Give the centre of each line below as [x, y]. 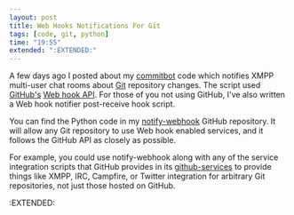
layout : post [33, 17]
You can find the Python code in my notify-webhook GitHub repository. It [143, 122]
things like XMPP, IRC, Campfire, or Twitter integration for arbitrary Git [137, 176]
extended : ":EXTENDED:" [53, 51]
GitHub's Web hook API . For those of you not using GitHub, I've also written [147, 95]
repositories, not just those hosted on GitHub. [92, 186]
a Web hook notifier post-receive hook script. [92, 104]
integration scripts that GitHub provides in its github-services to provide [141, 167]
